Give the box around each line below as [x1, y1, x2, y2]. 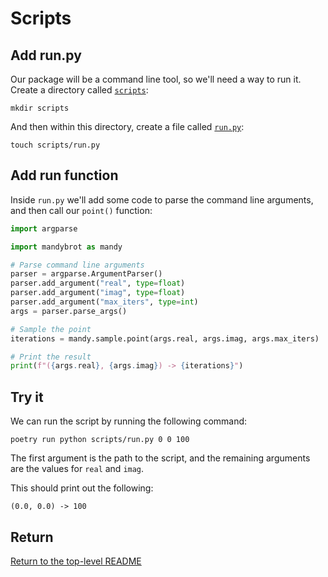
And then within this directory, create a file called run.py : [10, 121, 245, 132]
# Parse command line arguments [10, 260, 145, 270]
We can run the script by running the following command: [10, 415, 248, 427]
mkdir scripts [10, 103, 70, 113]
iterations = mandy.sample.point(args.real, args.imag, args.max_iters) [10, 333, 320, 344]
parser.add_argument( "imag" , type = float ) [10, 288, 186, 298]
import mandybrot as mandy [10, 242, 123, 252]
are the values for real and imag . [10, 463, 145, 475]
